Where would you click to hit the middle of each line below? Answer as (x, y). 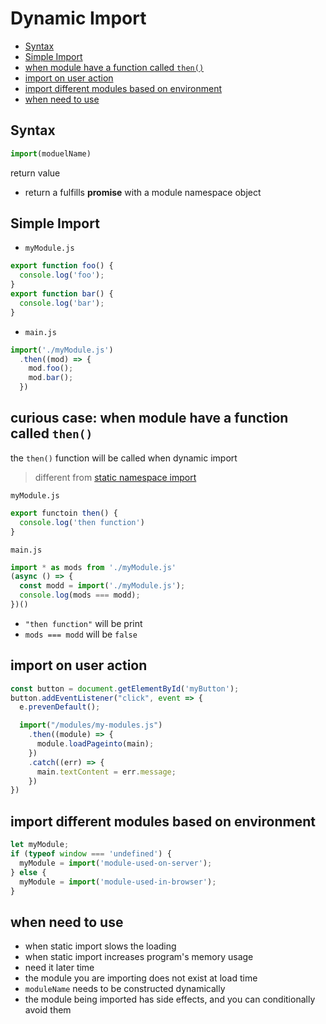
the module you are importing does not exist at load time (141, 978)
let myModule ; (40, 845)
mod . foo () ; (51, 368)
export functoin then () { (64, 513)
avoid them (48, 1010)
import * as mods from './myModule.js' (93, 567)
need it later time (59, 968)
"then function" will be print (83, 623)
